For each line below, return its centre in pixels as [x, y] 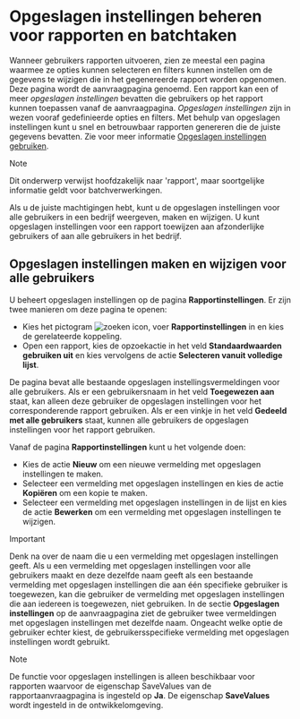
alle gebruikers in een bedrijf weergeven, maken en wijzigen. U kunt [134, 217]
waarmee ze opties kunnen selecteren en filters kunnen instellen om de [141, 70]
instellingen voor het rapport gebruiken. [82, 429]
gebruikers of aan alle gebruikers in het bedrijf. [95, 235]
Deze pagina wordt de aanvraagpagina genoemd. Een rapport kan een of [144, 89]
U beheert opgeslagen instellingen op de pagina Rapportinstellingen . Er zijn [150, 300]
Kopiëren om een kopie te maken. [85, 492]
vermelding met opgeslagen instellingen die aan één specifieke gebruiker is [149, 585]
